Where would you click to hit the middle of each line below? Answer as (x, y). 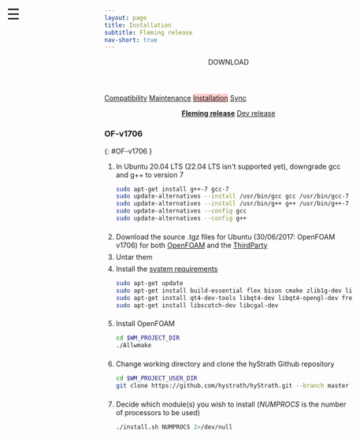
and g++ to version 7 (150, 174)
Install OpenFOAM (145, 324)
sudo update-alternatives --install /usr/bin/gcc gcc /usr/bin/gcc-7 (232, 196)
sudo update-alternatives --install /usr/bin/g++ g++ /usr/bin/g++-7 (232, 204)
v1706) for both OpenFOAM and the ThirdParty (191, 245)
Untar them (134, 257)
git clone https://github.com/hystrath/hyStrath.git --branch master (232, 386)
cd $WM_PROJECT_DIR (148, 338)
